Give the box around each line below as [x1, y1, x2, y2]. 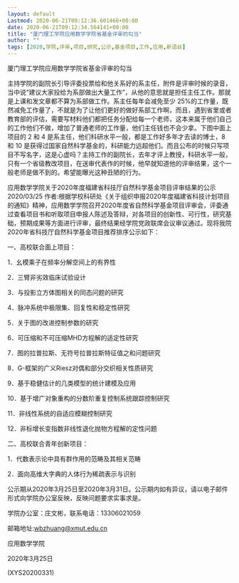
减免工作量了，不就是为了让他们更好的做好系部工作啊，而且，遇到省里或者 [13, 106, 232, 114]
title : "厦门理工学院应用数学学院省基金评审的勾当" [7, 30, 142, 38]
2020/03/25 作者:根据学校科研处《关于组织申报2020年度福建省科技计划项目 [7, 192, 230, 200]
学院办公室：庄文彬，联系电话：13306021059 [7, 509, 141, 517]
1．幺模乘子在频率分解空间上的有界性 [7, 258, 116, 266]
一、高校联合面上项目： [7, 243, 76, 251]
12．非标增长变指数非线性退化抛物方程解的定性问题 [7, 424, 158, 433]
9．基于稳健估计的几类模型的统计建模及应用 [7, 379, 137, 387]
